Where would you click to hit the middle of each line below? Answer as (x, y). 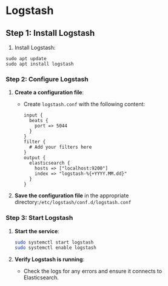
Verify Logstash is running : (49, 259)
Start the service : (37, 231)
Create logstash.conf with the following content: (84, 104)
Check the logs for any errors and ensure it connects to (92, 271)
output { (35, 158)
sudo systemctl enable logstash (55, 248)
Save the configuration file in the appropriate (72, 196)
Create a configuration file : (49, 92)
